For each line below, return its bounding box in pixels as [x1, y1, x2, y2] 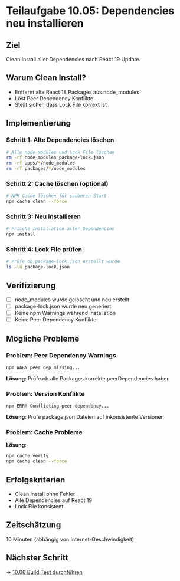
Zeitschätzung [6, 520, 61, 530]
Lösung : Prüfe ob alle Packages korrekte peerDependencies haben [6, 375, 170, 382]
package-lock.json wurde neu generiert [14, 303, 112, 310]
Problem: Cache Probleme [6, 428, 83, 436]
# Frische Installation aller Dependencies [6, 226, 115, 232]
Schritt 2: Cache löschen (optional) [6, 179, 109, 188]
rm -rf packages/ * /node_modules [6, 166, 86, 172]
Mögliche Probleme [6, 333, 80, 343]
